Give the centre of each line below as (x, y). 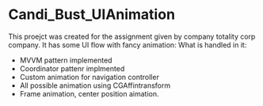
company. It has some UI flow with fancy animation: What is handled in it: (128, 44)
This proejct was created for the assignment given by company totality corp (132, 36)
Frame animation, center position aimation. (90, 93)
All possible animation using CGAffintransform (95, 85)
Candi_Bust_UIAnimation (92, 15)
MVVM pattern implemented (66, 60)
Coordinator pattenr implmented (72, 68)
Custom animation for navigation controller (90, 77)
